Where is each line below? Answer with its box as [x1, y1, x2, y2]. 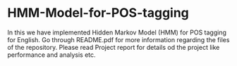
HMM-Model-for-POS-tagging [7, 5, 189, 21]
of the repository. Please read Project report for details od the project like [7, 43, 220, 51]
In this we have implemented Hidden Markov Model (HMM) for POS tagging [7, 28, 227, 37]
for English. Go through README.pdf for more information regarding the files [7, 35, 230, 44]
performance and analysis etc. [7, 51, 97, 59]
